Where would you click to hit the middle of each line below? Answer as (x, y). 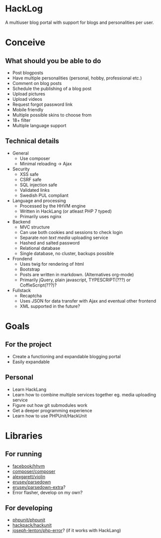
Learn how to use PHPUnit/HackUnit (49, 416)
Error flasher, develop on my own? (47, 492)
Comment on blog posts (37, 83)
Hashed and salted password (50, 243)
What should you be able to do (53, 61)
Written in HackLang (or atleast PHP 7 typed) (66, 211)
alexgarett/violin (29, 476)
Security (21, 169)
